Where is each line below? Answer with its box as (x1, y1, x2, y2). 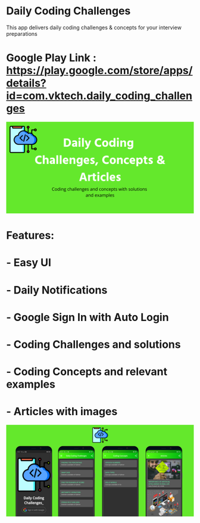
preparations (6, 30, 37, 37)
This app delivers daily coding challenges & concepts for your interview (6, 24, 182, 31)
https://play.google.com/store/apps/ (6, 64, 193, 77)
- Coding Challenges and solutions (6, 338, 181, 351)
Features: (6, 229, 55, 242)
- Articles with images (6, 405, 118, 418)
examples (6, 378, 55, 391)
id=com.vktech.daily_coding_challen (6, 89, 192, 102)
